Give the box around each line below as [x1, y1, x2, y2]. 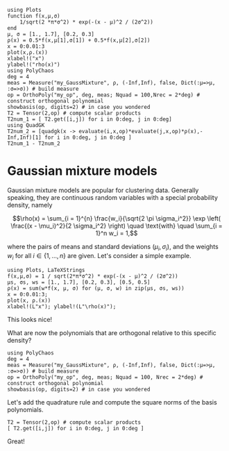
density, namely [7, 201, 53, 209]
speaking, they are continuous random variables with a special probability [7, 193, 219, 201]
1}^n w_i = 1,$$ [95, 229, 138, 237]
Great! [7, 437, 26, 445]
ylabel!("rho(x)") [7, 61, 60, 68]
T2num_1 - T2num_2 [7, 140, 60, 147]
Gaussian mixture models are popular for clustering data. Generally [7, 186, 199, 194]
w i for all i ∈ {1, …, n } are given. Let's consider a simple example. [7, 251, 192, 262]
